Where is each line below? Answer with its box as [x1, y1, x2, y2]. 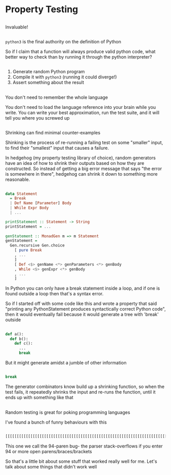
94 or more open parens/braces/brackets [5, 448, 93, 454]
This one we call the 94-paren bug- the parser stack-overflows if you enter [5, 443, 163, 449]
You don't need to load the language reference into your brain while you [5, 104, 156, 110]
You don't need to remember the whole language [5, 94, 108, 100]
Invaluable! [5, 24, 28, 30]
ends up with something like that [5, 395, 74, 401]
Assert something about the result [12, 79, 84, 86]
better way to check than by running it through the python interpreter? [5, 53, 152, 60]
